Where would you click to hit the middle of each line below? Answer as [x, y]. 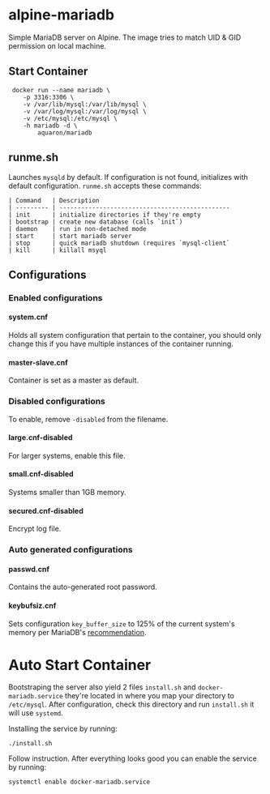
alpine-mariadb [62, 15]
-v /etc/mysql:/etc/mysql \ [70, 118]
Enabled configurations [56, 297]
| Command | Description [54, 200]
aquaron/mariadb [65, 132]
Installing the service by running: [63, 729]
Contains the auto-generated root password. [83, 587]
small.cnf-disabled [41, 474]
